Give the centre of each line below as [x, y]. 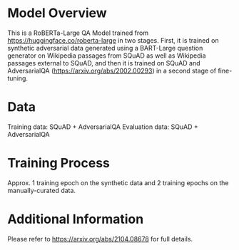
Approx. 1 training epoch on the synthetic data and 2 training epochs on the [118, 182]
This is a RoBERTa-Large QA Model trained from [78, 33]
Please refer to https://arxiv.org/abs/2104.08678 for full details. [100, 239]
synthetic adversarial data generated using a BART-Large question [105, 48]
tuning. [18, 78]
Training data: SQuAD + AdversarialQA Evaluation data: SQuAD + [103, 127]
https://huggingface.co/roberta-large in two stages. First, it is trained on [113, 40]
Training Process [59, 163]
